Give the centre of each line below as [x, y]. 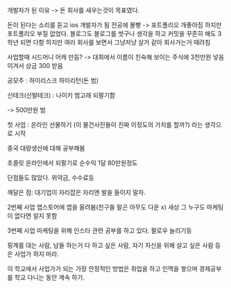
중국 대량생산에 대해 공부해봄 [46, 148]
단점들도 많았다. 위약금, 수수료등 [51, 178]
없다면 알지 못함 [36, 216]
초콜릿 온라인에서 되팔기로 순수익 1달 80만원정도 [72, 163]
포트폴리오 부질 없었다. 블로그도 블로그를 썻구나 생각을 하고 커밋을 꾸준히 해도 [112, 34]
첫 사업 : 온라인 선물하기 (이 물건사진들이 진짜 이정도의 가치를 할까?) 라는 [105, 125]
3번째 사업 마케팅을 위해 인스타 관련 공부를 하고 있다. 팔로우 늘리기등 [100, 230]
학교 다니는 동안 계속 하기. [50, 277]
